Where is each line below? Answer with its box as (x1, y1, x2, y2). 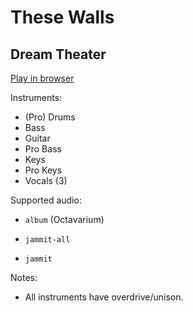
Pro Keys (24, 164, 63, 176)
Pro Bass (24, 143, 62, 155)
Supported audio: (10, 194, 82, 206)
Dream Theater (10, 46, 107, 63)
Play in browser (10, 72, 75, 84)
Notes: (10, 272, 38, 283)
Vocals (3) (24, 175, 68, 186)
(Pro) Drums (24, 111, 76, 123)
